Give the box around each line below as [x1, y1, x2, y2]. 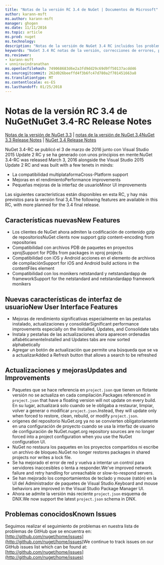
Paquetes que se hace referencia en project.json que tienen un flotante [12, 387, 158, 392]
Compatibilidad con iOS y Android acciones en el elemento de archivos [12, 255, 155, 261]
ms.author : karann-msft [5, 16, 54, 21]
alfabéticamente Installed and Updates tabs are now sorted [12, 337, 130, 343]
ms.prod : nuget [5, 35, 36, 40]
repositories [12, 239, 37, 245]
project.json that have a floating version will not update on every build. [12, 397, 156, 403]
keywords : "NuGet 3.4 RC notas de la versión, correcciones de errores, [5, 48, 156, 53]
